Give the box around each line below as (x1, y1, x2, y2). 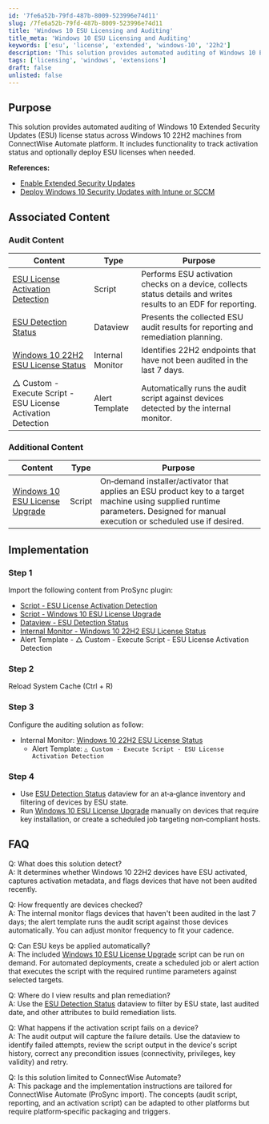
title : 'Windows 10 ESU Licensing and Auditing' (8, 26, 174, 34)
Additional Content (8, 442, 84, 453)
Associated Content (8, 210, 110, 224)
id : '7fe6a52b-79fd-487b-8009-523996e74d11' (8, 11, 159, 20)
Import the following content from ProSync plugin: (8, 585, 174, 595)
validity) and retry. (8, 1057, 69, 1066)
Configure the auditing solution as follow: (8, 720, 144, 729)
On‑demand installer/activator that (99, 476, 230, 487)
